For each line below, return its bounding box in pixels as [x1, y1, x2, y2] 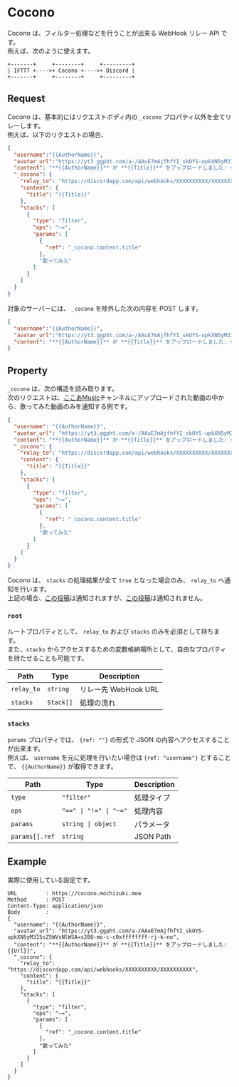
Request [7, 93, 46, 105]
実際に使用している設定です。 [7, 875, 95, 884]
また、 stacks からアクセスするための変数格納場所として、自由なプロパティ [7, 645, 227, 654]
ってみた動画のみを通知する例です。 [26, 402, 132, 411]
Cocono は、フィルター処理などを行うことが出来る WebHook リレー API [7, 29, 220, 37]
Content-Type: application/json [7, 902, 103, 910]
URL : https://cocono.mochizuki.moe [7, 890, 142, 897]
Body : [7, 908, 50, 916]
